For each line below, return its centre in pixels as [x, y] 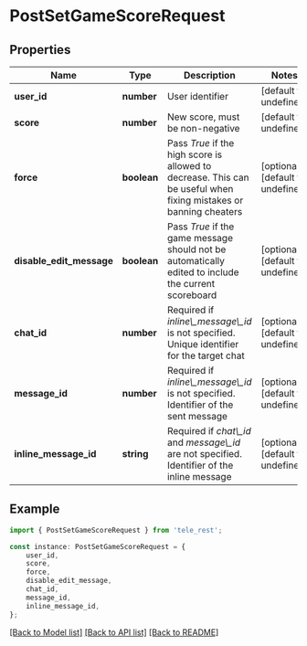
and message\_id [204, 442]
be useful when [201, 189]
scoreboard [192, 295]
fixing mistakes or [206, 200]
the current [191, 284]
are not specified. [205, 454]
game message [200, 238]
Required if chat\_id [209, 431]
